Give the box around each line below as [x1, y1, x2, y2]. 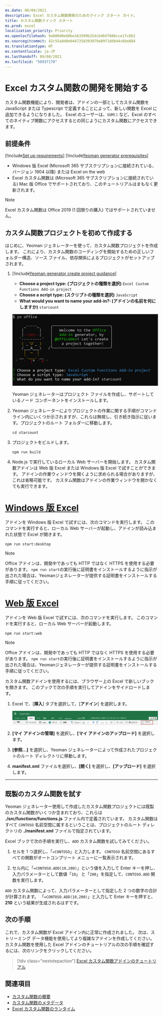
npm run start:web [5, 631, 42, 636]
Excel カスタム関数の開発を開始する [5, 82, 149, 94]
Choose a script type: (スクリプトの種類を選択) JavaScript [19, 292, 138, 297]
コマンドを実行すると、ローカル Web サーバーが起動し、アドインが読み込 [5, 526, 152, 531]
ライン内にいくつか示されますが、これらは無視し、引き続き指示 [12, 414, 140, 420]
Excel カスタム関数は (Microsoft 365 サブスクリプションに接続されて [12, 175, 149, 181]
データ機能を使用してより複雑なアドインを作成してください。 [31, 935, 155, 941]
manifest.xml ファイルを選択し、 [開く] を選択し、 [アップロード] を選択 [12, 763, 156, 769]
